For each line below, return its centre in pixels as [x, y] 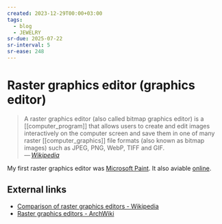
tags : [15, 20]
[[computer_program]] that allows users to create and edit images [117, 126]
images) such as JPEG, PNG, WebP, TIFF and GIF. [94, 148]
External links [37, 190]
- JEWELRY [27, 32]
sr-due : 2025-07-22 [35, 39]
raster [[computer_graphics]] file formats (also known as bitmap [114, 140]
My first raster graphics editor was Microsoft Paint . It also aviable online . [109, 168]
